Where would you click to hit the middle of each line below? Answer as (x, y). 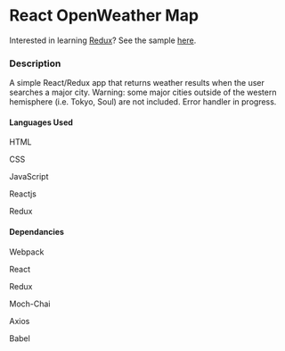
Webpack (27, 252)
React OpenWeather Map (104, 16)
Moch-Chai (30, 304)
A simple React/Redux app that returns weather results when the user (137, 83)
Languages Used (41, 122)
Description (35, 63)
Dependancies (37, 232)
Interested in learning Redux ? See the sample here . (103, 40)
